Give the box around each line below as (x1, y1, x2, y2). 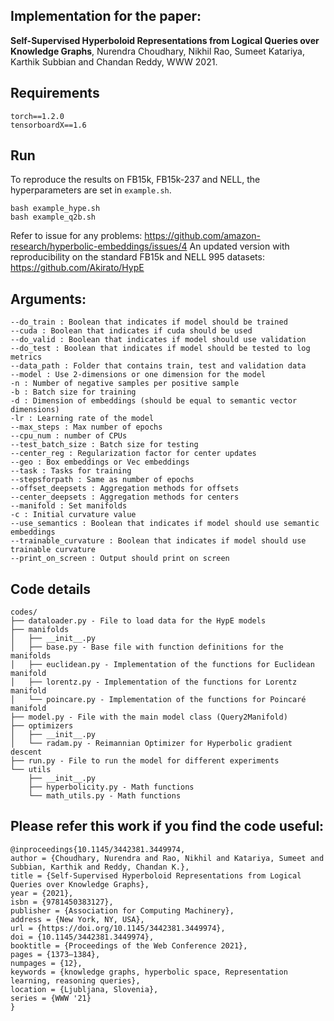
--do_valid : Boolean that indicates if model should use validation (10, 335, 307, 345)
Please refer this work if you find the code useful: (10, 818, 325, 835)
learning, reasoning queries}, (10, 975, 141, 986)
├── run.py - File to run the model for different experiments (10, 756, 280, 766)
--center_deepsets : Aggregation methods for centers (10, 492, 240, 503)
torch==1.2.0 (10, 111, 65, 121)
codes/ (10, 607, 38, 618)
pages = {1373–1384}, (10, 949, 101, 959)
